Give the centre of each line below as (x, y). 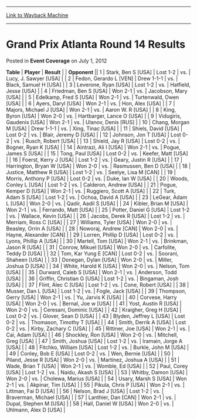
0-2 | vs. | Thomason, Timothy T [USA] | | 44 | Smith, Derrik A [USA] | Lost (96, 322)
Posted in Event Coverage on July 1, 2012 (57, 61)
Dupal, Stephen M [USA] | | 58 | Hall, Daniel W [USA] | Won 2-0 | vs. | (90, 403)
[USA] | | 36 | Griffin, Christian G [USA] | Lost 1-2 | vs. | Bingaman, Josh (92, 278)
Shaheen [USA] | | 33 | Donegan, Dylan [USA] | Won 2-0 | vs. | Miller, (89, 260)
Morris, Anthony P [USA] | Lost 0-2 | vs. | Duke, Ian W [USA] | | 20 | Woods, (97, 178)
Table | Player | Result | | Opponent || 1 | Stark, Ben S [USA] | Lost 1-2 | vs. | (98, 72)
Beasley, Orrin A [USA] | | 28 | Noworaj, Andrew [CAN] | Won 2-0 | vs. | (92, 228)
